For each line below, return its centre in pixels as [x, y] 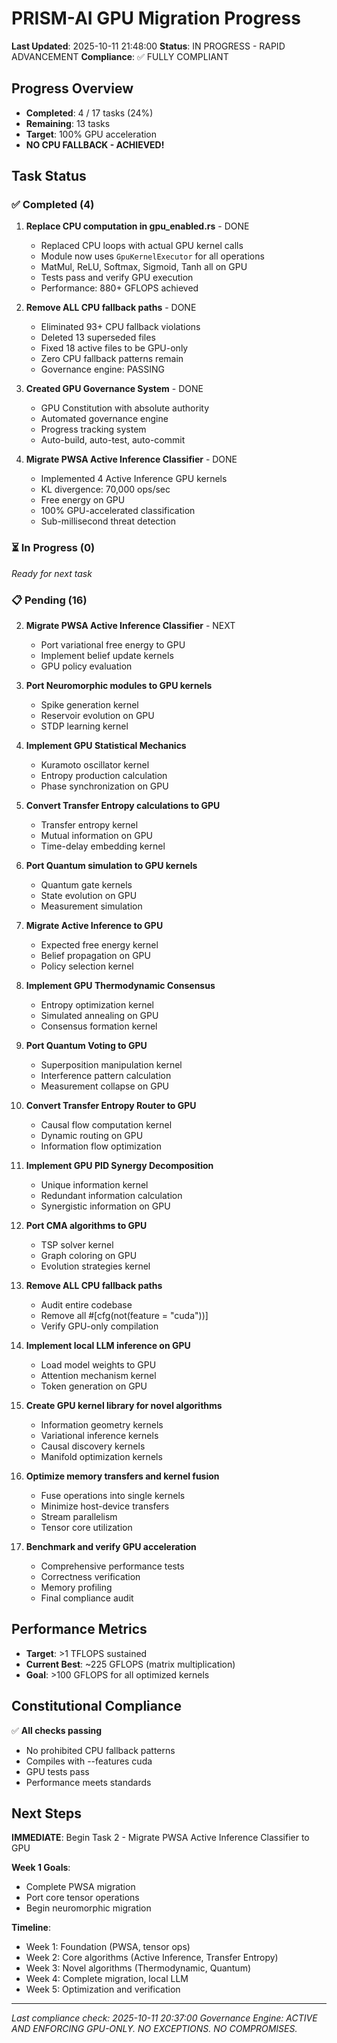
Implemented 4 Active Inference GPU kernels [134, 479]
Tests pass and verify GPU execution [117, 278]
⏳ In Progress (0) [53, 548]
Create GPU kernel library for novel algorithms [124, 1406]
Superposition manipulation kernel [111, 1065]
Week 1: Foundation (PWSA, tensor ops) [108, 1947]
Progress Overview [72, 88]
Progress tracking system [93, 429]
